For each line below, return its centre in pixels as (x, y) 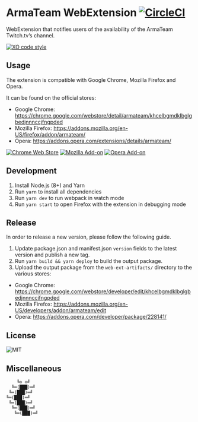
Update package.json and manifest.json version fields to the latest (96, 249)
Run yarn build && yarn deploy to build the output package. (89, 261)
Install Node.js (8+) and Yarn (49, 185)
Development (32, 171)
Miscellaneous (34, 368)
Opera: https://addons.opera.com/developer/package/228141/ (91, 317)
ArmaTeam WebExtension (71, 13)
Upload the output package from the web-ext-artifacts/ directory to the (103, 268)
